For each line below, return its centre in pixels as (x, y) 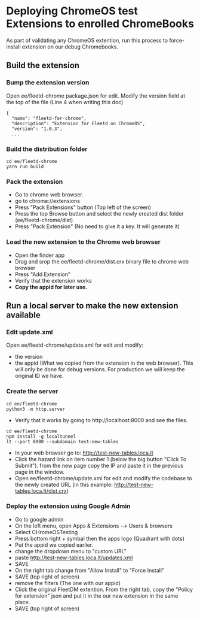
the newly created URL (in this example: (64, 484)
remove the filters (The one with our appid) (68, 583)
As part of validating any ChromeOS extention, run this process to (87, 40)
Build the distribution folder (47, 149)
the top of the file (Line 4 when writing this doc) (65, 102)
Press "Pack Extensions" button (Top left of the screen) (83, 207)
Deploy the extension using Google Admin (68, 506)
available (23, 315)
